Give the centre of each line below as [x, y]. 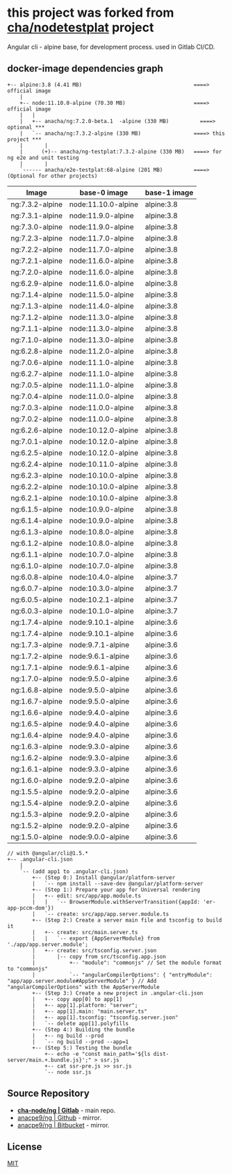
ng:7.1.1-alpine [36, 328]
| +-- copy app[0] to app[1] [77, 999]
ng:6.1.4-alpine [36, 521]
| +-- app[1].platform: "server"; [85, 1005]
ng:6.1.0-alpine [36, 566]
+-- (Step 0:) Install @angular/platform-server [104, 877]
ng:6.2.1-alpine [36, 498]
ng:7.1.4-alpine [36, 295]
